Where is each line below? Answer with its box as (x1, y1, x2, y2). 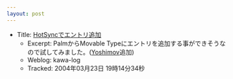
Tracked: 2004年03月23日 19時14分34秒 (27, 64, 145, 72)
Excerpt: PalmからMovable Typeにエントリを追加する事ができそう (27, 39, 220, 48)
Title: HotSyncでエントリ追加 (16, 30, 101, 38)
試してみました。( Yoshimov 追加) (39, 48, 134, 56)
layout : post (6, 10, 45, 17)
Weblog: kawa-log (27, 55, 81, 64)
